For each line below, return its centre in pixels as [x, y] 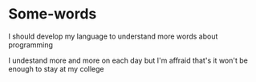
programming [31, 44]
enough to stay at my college [56, 68]
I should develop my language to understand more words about [113, 36]
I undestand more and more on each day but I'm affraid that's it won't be [128, 60]
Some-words [53, 14]
